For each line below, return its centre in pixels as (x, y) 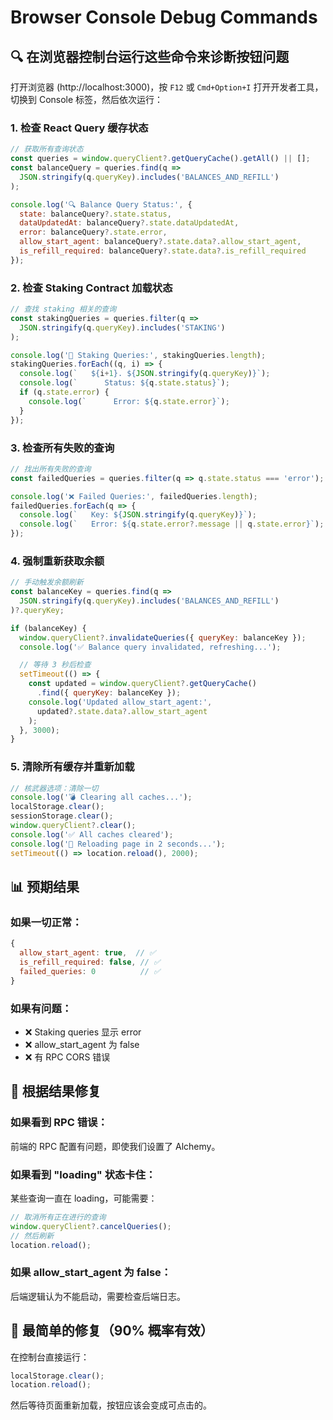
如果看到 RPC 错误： (59, 1123)
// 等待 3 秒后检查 (55, 665)
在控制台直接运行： (50, 1357)
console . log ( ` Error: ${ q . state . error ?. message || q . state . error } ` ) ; (172, 524)
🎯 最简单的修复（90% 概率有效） (112, 1331)
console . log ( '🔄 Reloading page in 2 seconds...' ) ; (118, 844)
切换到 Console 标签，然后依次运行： (87, 99)
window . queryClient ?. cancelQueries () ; (91, 1226)
